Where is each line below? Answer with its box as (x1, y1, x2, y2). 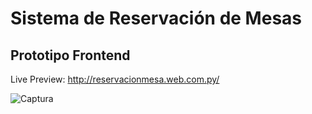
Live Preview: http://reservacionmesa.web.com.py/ (10, 73, 220, 85)
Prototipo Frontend (10, 47, 131, 64)
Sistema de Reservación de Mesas (10, 7, 303, 30)
